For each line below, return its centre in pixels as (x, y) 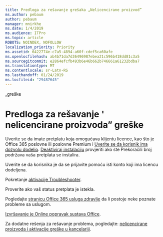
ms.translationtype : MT (30, 66)
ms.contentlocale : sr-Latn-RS (37, 71)
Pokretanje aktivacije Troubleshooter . (43, 179)
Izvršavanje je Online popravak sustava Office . (53, 214)
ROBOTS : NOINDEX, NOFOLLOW (33, 43)
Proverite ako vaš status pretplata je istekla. (50, 189)
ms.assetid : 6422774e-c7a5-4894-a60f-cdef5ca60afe (59, 52)
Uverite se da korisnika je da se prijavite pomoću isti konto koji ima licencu (82, 164)
